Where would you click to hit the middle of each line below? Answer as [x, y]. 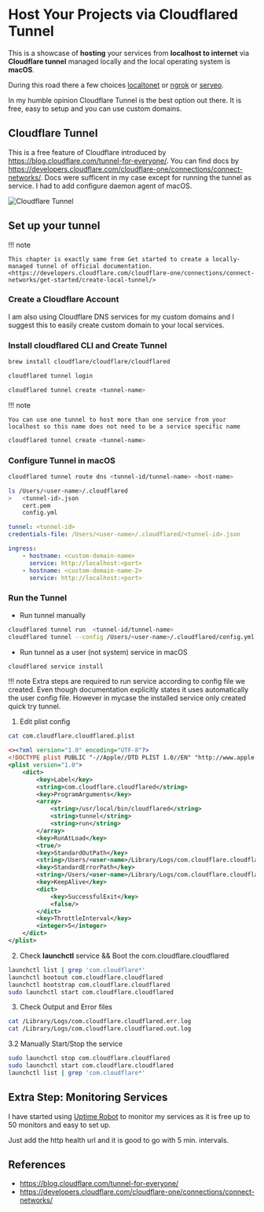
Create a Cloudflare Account [64, 299]
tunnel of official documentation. [95, 266]
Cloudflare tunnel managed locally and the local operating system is [119, 61]
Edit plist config [45, 722]
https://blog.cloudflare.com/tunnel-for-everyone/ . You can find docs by [124, 161]
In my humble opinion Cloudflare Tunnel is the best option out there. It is [125, 100]
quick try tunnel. [35, 707]
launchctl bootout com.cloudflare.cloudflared [86, 977]
